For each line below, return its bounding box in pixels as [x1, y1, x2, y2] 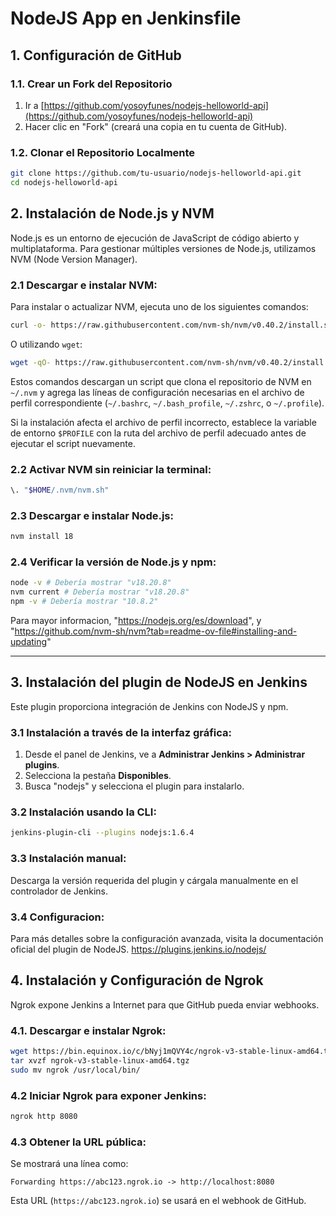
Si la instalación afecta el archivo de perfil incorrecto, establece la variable [10, 416, 317, 428]
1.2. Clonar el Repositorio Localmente [10, 145, 196, 159]
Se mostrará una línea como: [10, 1158, 129, 1170]
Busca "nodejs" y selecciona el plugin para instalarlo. [24, 780, 245, 792]
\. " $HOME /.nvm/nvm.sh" [10, 485, 110, 496]
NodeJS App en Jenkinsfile [10, 7, 242, 30]
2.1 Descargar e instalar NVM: [10, 278, 158, 292]
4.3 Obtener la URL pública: [10, 1135, 147, 1149]
